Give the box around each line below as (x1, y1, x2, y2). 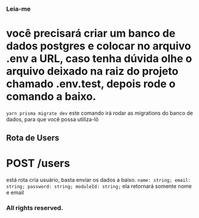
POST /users (6, 157, 70, 170)
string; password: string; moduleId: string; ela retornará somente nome (6, 183, 192, 190)
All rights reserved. (6, 204, 64, 212)
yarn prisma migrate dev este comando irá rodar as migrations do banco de (6, 109, 194, 116)
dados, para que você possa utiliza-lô (6, 115, 99, 123)
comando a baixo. (6, 90, 97, 103)
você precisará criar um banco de (6, 27, 176, 40)
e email (6, 189, 24, 196)
